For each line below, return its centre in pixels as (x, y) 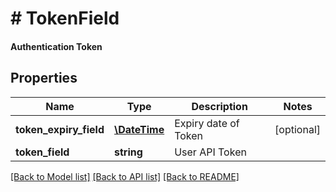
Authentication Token (56, 46)
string (128, 152)
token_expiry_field (60, 129)
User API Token (210, 152)
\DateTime (139, 129)
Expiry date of (207, 123)
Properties (44, 78)
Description (219, 106)
